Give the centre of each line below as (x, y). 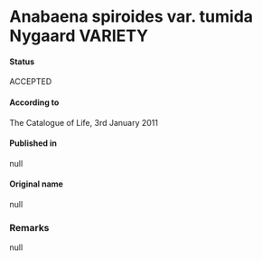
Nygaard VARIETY (79, 36)
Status (22, 62)
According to (34, 102)
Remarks (29, 227)
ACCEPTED (31, 82)
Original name (36, 184)
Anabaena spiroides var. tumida (131, 17)
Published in (33, 143)
